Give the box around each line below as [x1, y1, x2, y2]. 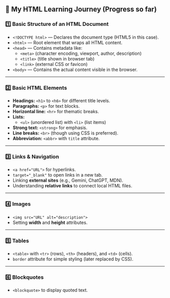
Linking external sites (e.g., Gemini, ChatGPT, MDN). [12, 177, 123, 183]
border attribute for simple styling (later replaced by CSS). [12, 256, 134, 262]
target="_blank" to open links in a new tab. [12, 172, 103, 178]
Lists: [12, 114, 25, 120]
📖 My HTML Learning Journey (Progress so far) [5, 5, 157, 14]
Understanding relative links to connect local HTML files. [12, 183, 133, 189]
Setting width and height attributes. [12, 219, 88, 225]
